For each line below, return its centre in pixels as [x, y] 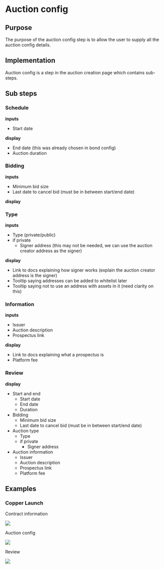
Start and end [26, 393]
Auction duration [29, 153]
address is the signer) [35, 276]
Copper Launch [24, 503]
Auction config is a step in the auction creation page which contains [75, 72]
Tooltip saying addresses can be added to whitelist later [70, 281]
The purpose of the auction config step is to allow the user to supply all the [82, 39]
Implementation [30, 61]
